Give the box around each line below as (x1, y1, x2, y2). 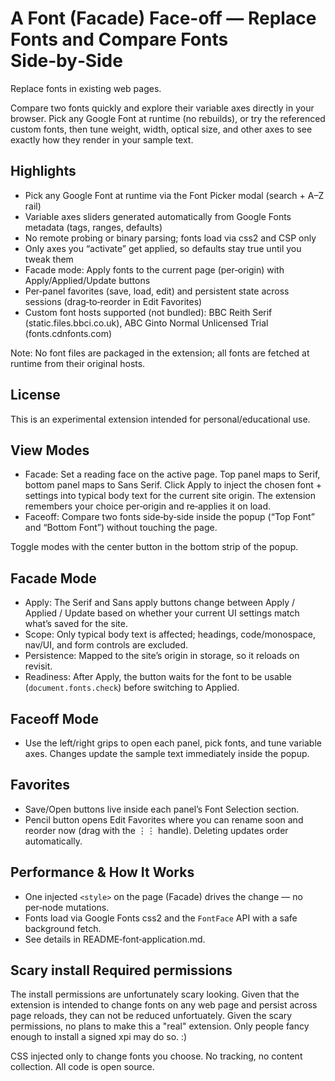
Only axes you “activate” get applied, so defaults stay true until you (24, 242, 302, 254)
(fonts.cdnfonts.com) (24, 327, 113, 339)
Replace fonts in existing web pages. (10, 82, 162, 94)
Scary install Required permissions (10, 962, 233, 979)
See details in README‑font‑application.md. (24, 933, 206, 945)
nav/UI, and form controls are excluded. (24, 639, 189, 651)
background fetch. (24, 922, 102, 934)
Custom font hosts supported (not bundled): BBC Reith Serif (24, 306, 273, 318)
